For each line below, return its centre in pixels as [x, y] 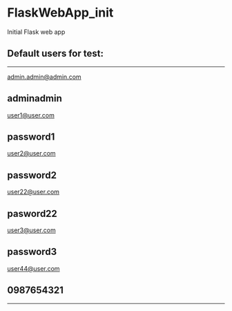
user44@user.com [33, 268]
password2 [32, 175]
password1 [31, 136]
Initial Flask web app [36, 32]
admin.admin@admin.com [44, 77]
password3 [32, 252]
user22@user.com [33, 192]
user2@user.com [32, 153]
